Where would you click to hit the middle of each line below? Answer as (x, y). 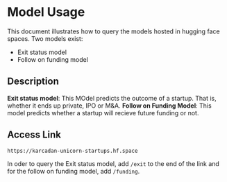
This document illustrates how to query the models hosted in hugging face (113, 31)
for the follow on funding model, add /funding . (74, 171)
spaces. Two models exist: (45, 38)
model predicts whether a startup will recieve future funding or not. (103, 113)
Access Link (34, 135)
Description (33, 82)
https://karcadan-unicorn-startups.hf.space (73, 151)
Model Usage (46, 12)
